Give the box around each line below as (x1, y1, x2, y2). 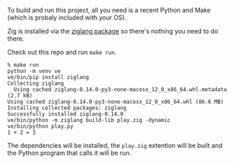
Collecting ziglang (7, 80, 64, 87)
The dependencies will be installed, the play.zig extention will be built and (7, 142, 223, 149)
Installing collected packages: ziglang (7, 104, 128, 111)
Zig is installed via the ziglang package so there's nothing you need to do (7, 27, 219, 35)
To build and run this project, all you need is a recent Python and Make (7, 6, 212, 14)
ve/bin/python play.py (7, 123, 74, 130)
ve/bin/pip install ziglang (7, 74, 90, 81)
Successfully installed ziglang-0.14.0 (7, 111, 124, 118)
